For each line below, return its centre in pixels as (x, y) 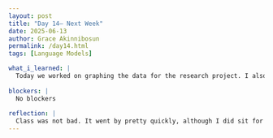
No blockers (36, 98)
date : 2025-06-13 (38, 31)
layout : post (30, 16)
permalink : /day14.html (49, 46)
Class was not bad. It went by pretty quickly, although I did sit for (140, 121)
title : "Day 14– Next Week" (56, 24)
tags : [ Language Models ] (50, 54)
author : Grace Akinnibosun (54, 39)
